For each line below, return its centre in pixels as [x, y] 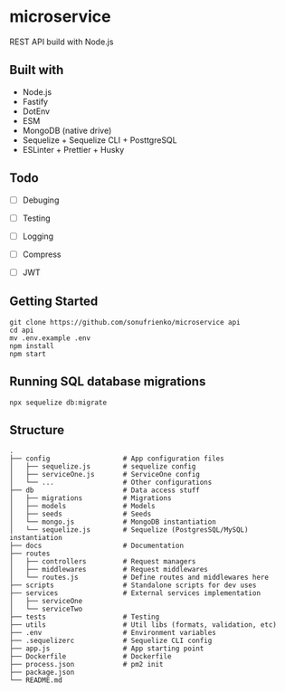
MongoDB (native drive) [67, 130]
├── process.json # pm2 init [87, 665]
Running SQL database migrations [108, 382]
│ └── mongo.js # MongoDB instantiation [113, 522]
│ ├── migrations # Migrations [90, 498]
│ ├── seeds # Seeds [81, 514]
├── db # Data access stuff [105, 490]
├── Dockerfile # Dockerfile [90, 657]
